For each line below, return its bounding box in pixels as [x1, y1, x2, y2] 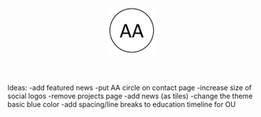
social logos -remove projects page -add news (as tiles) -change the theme [7, 91, 253, 101]
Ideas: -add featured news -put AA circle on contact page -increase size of [7, 82, 252, 92]
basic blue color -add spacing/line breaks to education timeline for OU [7, 99, 236, 109]
